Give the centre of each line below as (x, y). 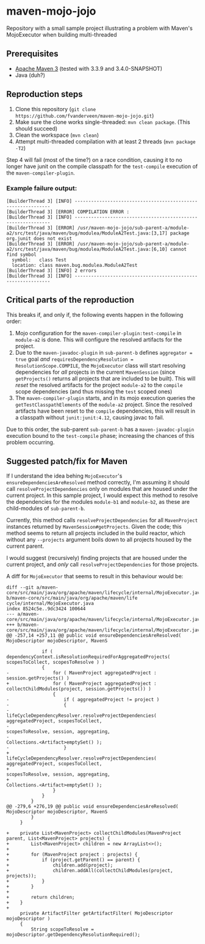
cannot (178, 249)
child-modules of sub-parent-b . (46, 509)
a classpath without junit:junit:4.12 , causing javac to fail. (90, 417)
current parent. (25, 546)
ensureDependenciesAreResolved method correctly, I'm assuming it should (98, 482)
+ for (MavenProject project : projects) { (72, 855)
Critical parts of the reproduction (70, 300)
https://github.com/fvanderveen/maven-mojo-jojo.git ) (85, 115)
